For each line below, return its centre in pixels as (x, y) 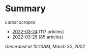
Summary (25, 9)
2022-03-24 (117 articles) (38, 31)
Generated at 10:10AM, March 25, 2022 (45, 46)
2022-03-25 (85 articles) (38, 37)
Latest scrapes (20, 22)
